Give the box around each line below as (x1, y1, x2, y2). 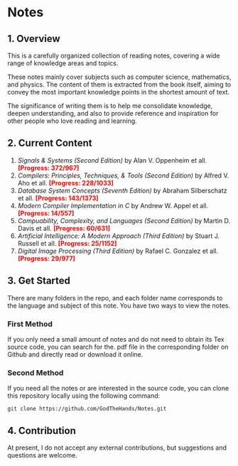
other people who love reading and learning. (7, 116, 137, 125)
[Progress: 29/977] (17, 254, 76, 263)
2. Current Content (7, 137, 92, 149)
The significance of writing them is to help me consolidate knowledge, (7, 102, 213, 110)
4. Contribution (7, 424, 76, 437)
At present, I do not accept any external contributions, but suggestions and (7, 443, 227, 452)
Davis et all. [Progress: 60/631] (17, 224, 111, 232)
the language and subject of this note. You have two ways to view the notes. (7, 301, 231, 310)
